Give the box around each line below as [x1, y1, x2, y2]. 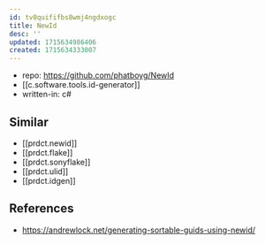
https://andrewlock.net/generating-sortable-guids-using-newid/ [21, 225, 256, 235]
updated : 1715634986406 [9, 37, 97, 47]
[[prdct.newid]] [21, 138, 78, 149]
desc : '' [9, 29, 42, 38]
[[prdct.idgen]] [21, 175, 76, 186]
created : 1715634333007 [9, 46, 97, 55]
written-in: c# [21, 89, 72, 100]
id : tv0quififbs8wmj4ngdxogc [9, 12, 117, 22]
